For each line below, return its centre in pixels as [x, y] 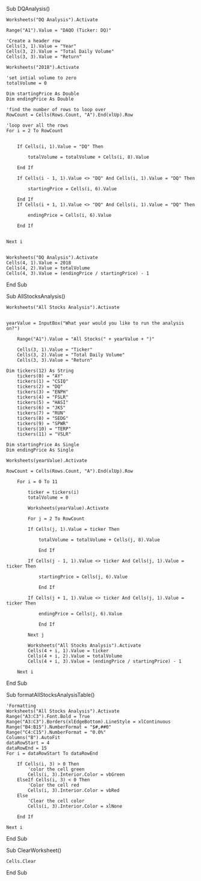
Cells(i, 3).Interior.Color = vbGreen [76, 775]
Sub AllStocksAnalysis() [36, 296]
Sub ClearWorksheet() [34, 850]
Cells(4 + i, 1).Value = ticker [69, 651]
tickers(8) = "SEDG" [43, 418]
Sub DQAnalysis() [28, 9]
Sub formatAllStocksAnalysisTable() [51, 695]
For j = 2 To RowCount [56, 519]
